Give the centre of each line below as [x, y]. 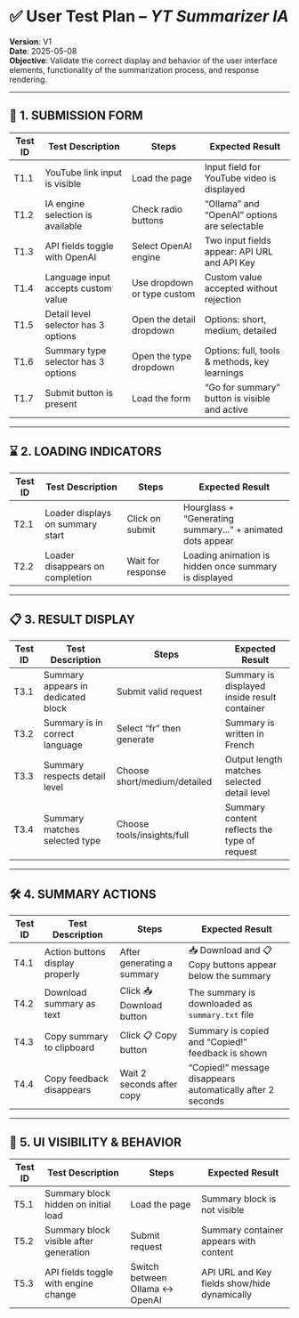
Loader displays [78, 513]
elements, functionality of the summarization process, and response [134, 69]
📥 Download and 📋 [230, 950]
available [64, 226]
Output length [254, 760]
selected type [72, 841]
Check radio [158, 209]
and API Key [230, 263]
